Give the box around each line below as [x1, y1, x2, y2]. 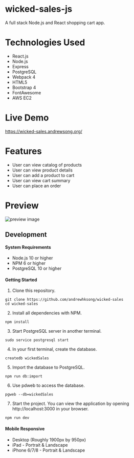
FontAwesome [12, 89, 42, 95]
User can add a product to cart [12, 172, 75, 178]
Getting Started [5, 277, 38, 283]
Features [5, 146, 42, 157]
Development [5, 230, 47, 239]
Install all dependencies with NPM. [12, 310, 82, 316]
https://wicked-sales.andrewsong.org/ [5, 128, 82, 134]
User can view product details [12, 167, 73, 173]
